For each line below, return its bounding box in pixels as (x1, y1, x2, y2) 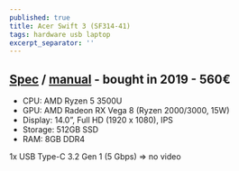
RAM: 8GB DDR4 (22, 134, 86, 145)
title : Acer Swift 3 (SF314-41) (9, 22, 131, 31)
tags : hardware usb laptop (9, 30, 111, 39)
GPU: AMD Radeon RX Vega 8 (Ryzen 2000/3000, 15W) (22, 105, 230, 116)
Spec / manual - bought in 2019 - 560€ (9, 71, 232, 86)
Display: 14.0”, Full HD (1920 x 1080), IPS (22, 114, 174, 126)
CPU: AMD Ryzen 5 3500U (22, 95, 123, 106)
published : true (9, 13, 70, 22)
